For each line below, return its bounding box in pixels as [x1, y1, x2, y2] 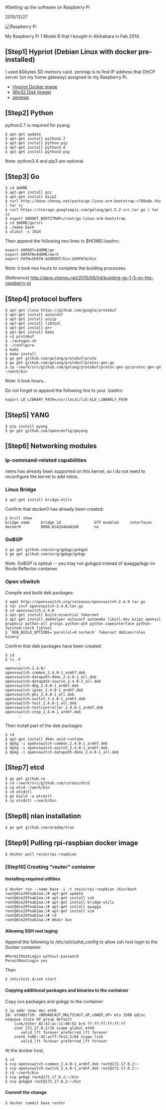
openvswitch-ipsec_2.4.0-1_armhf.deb [5, 688, 83, 693]
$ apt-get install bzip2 [5, 194, 57, 199]
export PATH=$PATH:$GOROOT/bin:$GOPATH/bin [5, 257, 97, 262]
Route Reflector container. [5, 566, 59, 572]
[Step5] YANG [5, 410, 50, 419]
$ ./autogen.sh [5, 339, 37, 344]
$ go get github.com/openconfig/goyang [5, 428, 88, 433]
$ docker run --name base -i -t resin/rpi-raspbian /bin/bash [5, 887, 137, 892]
